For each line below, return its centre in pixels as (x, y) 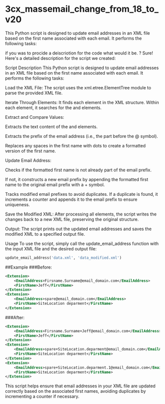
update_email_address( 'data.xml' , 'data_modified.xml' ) (63, 258)
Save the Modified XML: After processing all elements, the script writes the (81, 214)
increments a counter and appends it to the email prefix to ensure (71, 199)
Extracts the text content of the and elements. (51, 127)
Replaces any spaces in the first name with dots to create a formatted (75, 145)
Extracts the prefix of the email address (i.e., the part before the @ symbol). (82, 136)
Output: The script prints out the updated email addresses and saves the (78, 229)
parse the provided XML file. (34, 93)
